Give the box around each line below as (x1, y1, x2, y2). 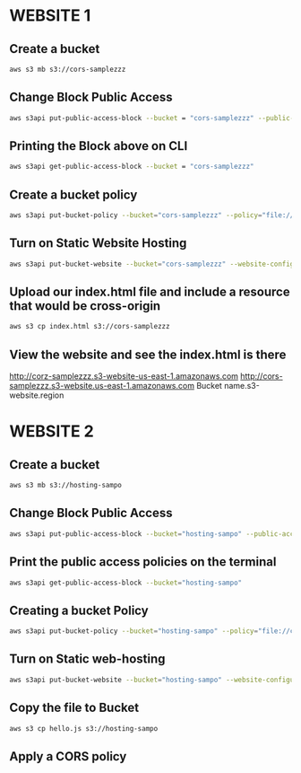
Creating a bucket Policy (9, 602, 150, 618)
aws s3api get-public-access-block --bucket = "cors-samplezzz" (9, 163, 254, 171)
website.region (9, 390, 64, 400)
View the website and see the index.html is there (9, 347, 287, 362)
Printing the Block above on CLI (9, 138, 188, 154)
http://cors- (240, 371, 284, 382)
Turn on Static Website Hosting (9, 235, 187, 251)
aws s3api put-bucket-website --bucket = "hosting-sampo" (9, 675, 222, 684)
